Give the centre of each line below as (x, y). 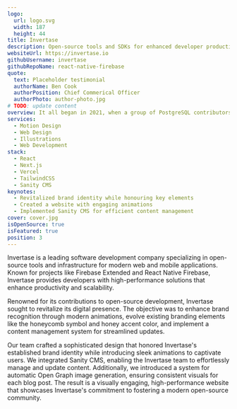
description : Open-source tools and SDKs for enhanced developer (105, 47)
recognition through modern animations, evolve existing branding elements (116, 316)
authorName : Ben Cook (45, 86)
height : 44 (30, 34)
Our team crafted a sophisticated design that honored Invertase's (102, 345)
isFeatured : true (33, 231)
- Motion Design (37, 126)
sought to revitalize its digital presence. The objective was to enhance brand (118, 309)
